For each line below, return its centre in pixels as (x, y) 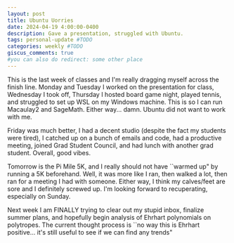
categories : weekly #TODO (45, 46)
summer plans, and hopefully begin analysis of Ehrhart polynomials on (109, 217)
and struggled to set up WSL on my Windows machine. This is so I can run (115, 102)
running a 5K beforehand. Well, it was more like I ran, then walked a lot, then (117, 173)
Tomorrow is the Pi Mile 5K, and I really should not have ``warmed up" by (113, 166)
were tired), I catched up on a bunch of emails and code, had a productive (115, 138)
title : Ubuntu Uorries (40, 20)
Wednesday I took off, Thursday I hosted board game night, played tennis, (115, 94)
